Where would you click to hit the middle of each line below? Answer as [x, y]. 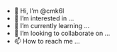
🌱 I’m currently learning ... [52, 26]
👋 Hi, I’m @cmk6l [39, 11]
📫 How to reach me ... [47, 41]
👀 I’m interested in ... [44, 18]
